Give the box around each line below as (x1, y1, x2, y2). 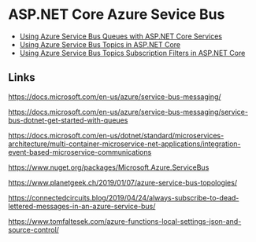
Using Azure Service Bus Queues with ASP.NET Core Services (19, 31, 223, 41)
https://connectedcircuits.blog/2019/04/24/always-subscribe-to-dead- (8, 192, 239, 202)
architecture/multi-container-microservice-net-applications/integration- (8, 139, 242, 148)
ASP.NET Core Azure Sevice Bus (8, 5, 225, 24)
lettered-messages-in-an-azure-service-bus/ (8, 201, 156, 211)
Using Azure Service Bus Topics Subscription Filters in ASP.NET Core (19, 48, 246, 57)
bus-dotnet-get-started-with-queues (8, 115, 128, 125)
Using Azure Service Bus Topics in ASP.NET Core (19, 39, 181, 49)
